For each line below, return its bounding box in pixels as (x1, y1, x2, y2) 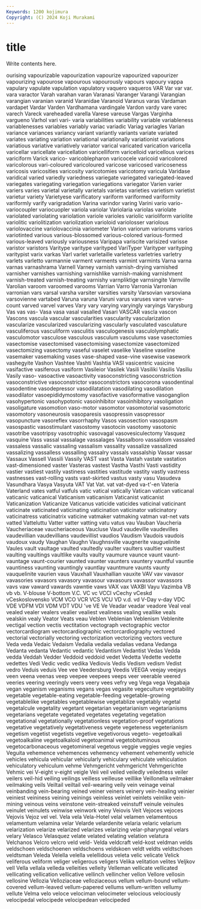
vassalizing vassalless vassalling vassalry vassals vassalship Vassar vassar (6, 449, 193, 456)
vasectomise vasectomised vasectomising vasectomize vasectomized (6, 340, 180, 348)
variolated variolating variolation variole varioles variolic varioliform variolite (6, 212, 193, 220)
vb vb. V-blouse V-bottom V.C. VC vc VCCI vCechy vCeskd (6, 590, 152, 597)
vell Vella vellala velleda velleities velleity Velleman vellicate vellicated (6, 864, 178, 872)
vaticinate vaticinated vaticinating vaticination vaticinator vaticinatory (6, 507, 177, 514)
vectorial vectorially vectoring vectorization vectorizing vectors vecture (6, 634, 182, 641)
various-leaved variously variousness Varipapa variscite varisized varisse (6, 238, 188, 245)
